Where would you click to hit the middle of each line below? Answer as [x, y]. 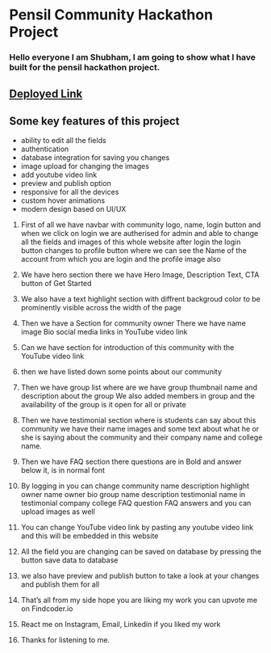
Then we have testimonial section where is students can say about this [138, 420]
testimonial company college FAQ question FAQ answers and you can [136, 503]
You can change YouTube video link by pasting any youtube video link [137, 528]
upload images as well [58, 512]
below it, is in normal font [63, 470]
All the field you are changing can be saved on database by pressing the [141, 552]
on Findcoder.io [47, 609]
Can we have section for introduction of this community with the [127, 348]
